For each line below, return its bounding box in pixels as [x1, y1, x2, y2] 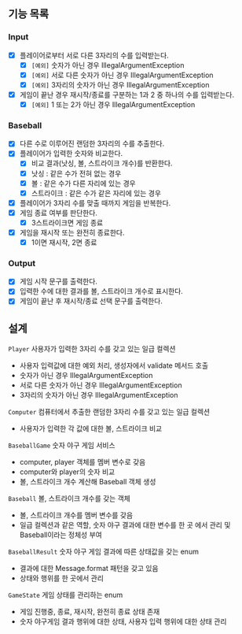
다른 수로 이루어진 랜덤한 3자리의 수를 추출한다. [19, 139, 165, 148]
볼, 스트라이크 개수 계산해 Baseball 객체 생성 [19, 477, 156, 487]
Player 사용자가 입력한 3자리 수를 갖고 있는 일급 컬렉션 [8, 344, 176, 354]
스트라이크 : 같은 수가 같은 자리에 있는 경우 [31, 188, 162, 198]
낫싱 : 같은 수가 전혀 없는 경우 [31, 169, 122, 178]
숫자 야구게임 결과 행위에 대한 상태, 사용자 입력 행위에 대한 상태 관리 [19, 617, 227, 626]
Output [8, 258, 36, 269]
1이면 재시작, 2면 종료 [31, 237, 97, 247]
